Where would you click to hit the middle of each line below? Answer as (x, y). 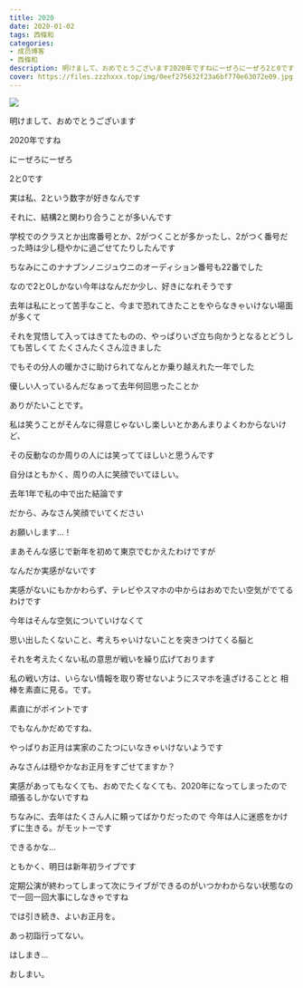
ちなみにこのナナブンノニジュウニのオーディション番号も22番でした (137, 266)
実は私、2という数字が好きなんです (75, 198)
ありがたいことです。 (49, 405)
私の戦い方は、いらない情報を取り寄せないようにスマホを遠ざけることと (144, 678)
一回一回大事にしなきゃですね (72, 896)
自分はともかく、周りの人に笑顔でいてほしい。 (96, 474)
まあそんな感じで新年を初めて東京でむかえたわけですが (112, 551)
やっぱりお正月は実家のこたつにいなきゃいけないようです (116, 747)
